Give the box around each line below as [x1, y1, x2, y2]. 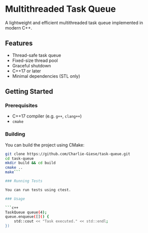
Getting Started [5, 87, 53, 96]
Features [5, 39, 33, 48]
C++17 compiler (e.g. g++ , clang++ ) [12, 113, 82, 119]
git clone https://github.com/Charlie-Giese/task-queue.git [5, 151, 131, 156]
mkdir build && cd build [5, 161, 56, 166]
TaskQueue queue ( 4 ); [5, 210, 48, 215]
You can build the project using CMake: [5, 142, 85, 148]
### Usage [5, 196, 25, 201]
